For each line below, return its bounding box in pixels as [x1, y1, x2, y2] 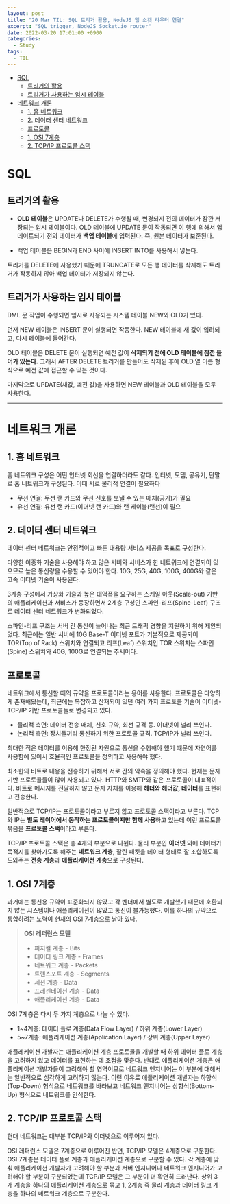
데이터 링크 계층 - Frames [34, 952, 104, 961]
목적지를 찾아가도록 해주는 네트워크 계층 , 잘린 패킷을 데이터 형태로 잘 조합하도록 [7, 847, 219, 856]
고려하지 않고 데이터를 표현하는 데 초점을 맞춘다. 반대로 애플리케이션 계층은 [14, 1057, 214, 1064]
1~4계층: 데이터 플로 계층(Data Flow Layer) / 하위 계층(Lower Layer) [16, 1024, 203, 1033]
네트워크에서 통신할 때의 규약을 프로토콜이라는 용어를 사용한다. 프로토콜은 [7, 689, 203, 697]
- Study [13, 42, 36, 49]
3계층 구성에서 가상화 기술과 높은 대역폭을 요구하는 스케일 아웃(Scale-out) [7, 590, 205, 599]
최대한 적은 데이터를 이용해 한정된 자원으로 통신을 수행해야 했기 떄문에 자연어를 [7, 744, 218, 752]
